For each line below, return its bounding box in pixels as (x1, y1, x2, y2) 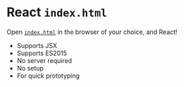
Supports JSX (16, 41, 58, 50)
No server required (16, 56, 72, 64)
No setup (16, 64, 44, 72)
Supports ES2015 (16, 49, 68, 57)
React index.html (6, 4, 107, 21)
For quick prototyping (16, 71, 80, 80)
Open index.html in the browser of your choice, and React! (6, 28, 178, 36)
